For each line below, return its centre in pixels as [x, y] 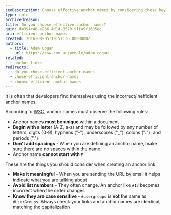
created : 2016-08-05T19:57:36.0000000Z [48, 39]
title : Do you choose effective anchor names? [56, 24]
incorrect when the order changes [49, 190]
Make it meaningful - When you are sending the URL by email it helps [86, 174]
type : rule [17, 15]
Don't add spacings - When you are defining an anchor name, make [85, 143]
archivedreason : [23, 19]
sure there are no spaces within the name [57, 149]
